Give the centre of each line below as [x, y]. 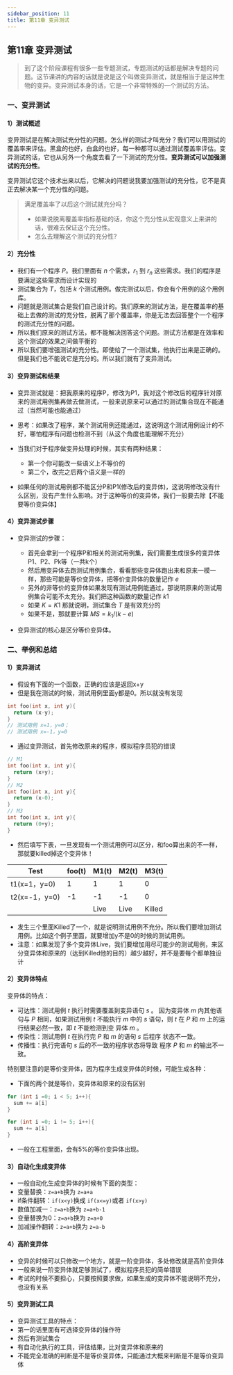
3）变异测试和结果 [34, 376]
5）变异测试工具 [31, 1304]
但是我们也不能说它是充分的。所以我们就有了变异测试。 [96, 358]
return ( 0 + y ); [34, 824]
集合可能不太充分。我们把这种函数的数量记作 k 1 [101, 596]
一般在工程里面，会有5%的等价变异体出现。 [80, 1150]
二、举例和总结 [32, 649]
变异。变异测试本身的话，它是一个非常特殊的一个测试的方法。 [124, 86]
